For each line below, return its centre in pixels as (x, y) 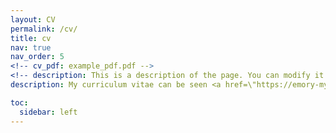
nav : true (31, 47)
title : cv (31, 38)
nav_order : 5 (37, 57)
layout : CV (33, 19)
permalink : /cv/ (44, 29)
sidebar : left (48, 112)
